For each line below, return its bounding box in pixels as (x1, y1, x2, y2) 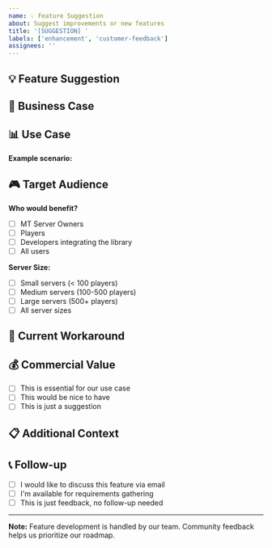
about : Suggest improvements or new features (8, 19, 164, 27)
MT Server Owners (19, 219, 84, 229)
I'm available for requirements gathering (19, 488, 154, 498)
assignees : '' (8, 42, 57, 50)
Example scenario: (8, 153, 73, 162)
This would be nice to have (19, 393, 111, 403)
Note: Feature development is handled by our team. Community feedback (8, 521, 255, 531)
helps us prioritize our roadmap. (8, 530, 116, 540)
